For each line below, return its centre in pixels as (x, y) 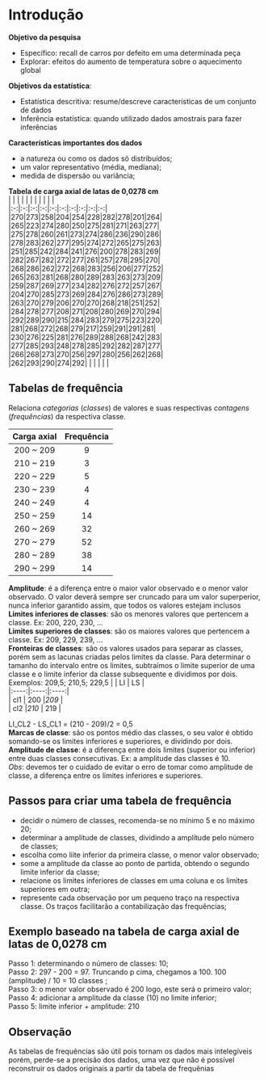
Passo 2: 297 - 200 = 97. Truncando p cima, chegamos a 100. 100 (117, 972)
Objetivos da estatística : (50, 86)
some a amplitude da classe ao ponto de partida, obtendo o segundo (135, 863)
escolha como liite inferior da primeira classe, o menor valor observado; (140, 855)
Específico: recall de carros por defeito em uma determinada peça (130, 53)
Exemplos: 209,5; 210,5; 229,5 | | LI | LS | (77, 682)
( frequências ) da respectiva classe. (67, 416)
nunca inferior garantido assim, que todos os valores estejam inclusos (125, 605)
